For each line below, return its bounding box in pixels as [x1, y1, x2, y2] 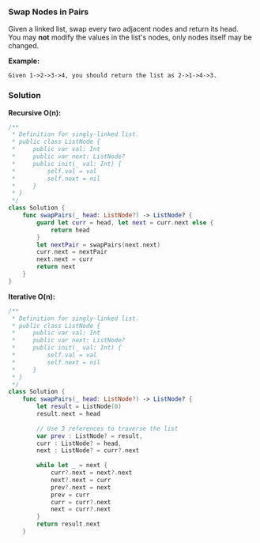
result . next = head [36, 410, 101, 418]
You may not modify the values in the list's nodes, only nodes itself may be [8, 32, 253, 42]
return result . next [36, 520, 101, 528]
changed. [8, 41, 40, 51]
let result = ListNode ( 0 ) [36, 402, 122, 411]
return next [36, 263, 77, 271]
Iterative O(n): [8, 292, 55, 301]
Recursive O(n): [8, 107, 62, 117]
